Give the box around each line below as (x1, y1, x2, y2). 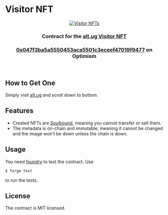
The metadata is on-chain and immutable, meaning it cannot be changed (12, 125, 163, 131)
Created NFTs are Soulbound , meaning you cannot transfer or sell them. (12, 120, 161, 126)
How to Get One (5, 79, 56, 87)
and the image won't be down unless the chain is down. (12, 130, 128, 136)
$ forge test (5, 168, 33, 173)
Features (5, 107, 34, 115)
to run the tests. (5, 177, 38, 183)
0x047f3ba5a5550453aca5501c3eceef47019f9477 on (16, 46, 153, 53)
